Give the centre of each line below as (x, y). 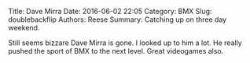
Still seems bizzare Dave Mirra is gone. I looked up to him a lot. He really (125, 43)
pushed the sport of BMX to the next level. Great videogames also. (116, 51)
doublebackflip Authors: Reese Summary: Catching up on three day (118, 19)
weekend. (24, 28)
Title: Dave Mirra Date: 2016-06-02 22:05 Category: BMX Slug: (110, 11)
